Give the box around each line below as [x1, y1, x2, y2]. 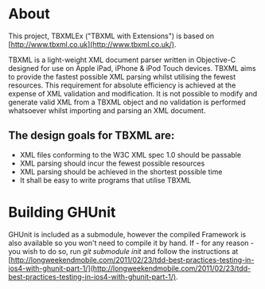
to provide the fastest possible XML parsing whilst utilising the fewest [8, 72, 236, 81]
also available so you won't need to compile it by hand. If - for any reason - [8, 238, 255, 248]
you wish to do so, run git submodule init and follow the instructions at [8, 246, 239, 256]
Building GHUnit [8, 203, 116, 221]
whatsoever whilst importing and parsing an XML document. [8, 105, 206, 115]
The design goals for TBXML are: [8, 129, 175, 143]
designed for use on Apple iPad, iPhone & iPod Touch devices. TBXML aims [8, 63, 256, 72]
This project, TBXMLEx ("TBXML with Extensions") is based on [8, 31, 215, 41]
